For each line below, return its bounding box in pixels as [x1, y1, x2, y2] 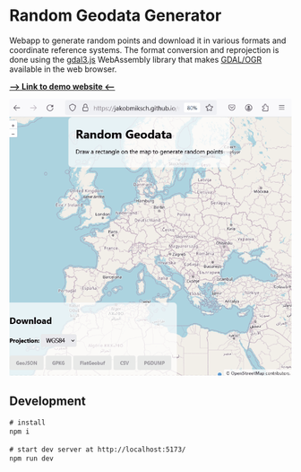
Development [9, 393, 87, 408]
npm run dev [9, 454, 54, 463]
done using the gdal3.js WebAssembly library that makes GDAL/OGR [9, 54, 262, 65]
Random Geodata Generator [9, 5, 222, 26]
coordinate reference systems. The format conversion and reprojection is [9, 44, 279, 55]
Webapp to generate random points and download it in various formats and [9, 35, 287, 46]
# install [9, 418, 47, 427]
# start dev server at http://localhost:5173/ [9, 445, 186, 454]
